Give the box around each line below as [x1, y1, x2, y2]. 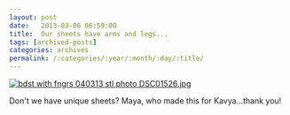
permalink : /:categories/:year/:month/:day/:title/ [9, 54, 204, 63]
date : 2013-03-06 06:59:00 [9, 21, 117, 30]
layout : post [9, 12, 58, 22]
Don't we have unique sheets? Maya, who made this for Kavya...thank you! [9, 96, 282, 106]
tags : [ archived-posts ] [9, 37, 98, 47]
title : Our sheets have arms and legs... [9, 29, 169, 38]
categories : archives [9, 46, 90, 55]
